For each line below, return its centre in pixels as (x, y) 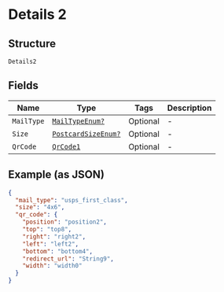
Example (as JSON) (56, 175)
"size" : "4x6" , (40, 207)
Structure (32, 44)
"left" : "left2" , (51, 244)
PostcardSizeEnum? (86, 134)
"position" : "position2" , (65, 222)
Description (189, 108)
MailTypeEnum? (78, 121)
